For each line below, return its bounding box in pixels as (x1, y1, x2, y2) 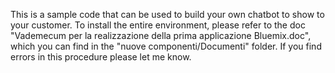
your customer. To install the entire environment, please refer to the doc (10, 19, 306, 31)
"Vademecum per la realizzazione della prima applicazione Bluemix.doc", (10, 30, 312, 41)
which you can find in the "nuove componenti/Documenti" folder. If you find (10, 40, 322, 52)
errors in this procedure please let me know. (10, 51, 192, 63)
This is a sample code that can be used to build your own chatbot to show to (10, 9, 325, 20)
